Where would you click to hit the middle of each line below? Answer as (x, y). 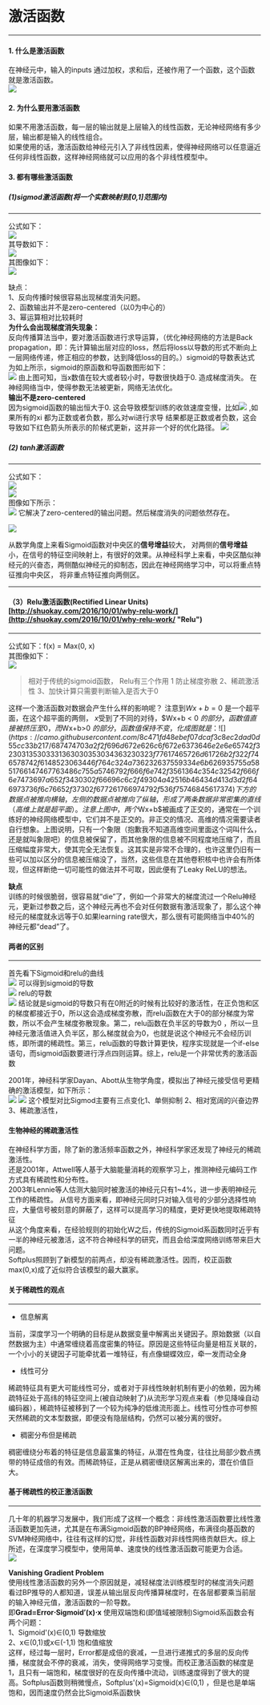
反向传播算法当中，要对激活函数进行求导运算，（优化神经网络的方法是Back (131, 337)
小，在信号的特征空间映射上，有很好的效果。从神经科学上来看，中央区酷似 (131, 555)
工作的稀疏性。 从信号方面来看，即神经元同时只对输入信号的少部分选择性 (129, 1200)
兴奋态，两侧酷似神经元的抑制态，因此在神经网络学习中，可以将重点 (141, 564)
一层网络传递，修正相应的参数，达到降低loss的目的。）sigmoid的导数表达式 (131, 357)
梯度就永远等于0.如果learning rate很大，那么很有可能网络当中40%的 (142, 917)
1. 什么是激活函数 (36, 51)
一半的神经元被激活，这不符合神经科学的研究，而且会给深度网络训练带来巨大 (135, 1240)
